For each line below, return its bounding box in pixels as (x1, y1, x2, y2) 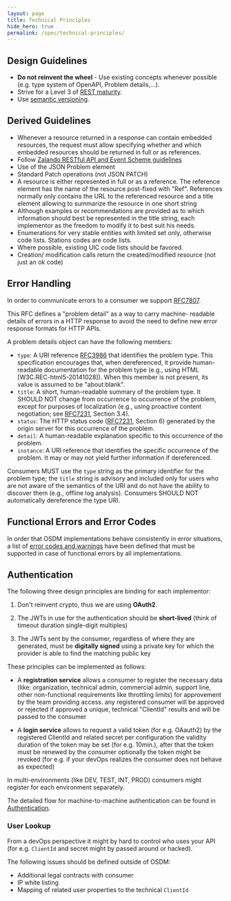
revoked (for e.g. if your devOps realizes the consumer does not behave (17, 756, 222, 764)
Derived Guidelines (7, 115, 91, 127)
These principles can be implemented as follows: (7, 662, 147, 671)
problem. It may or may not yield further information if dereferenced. (17, 453, 212, 462)
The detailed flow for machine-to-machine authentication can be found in (7, 797, 216, 805)
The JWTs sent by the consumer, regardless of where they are (17, 635, 195, 643)
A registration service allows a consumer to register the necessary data (17, 676, 223, 685)
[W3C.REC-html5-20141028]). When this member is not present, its (17, 373, 209, 381)
